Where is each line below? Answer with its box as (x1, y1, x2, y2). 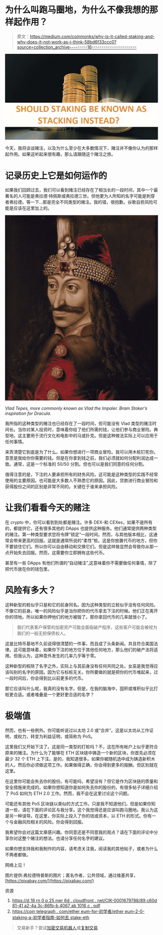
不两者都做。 (5, 852, 31, 857)
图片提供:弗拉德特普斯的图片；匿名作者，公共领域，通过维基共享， (5, 872, 138, 878)
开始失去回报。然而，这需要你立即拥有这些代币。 (9, 550, 107, 556)
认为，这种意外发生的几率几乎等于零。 (21, 653, 98, 658)
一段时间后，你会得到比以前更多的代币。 (5, 675, 86, 681)
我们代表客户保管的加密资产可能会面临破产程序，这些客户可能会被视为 (16, 624, 158, 630)
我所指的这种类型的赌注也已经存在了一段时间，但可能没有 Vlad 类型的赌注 (5, 421, 153, 426)
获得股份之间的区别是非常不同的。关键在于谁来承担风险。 (5, 484, 120, 490)
